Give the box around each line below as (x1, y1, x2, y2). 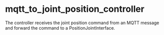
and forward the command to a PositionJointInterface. (5, 25, 115, 31)
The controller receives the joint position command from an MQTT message (5, 20, 160, 26)
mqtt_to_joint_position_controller (5, 3, 145, 15)
